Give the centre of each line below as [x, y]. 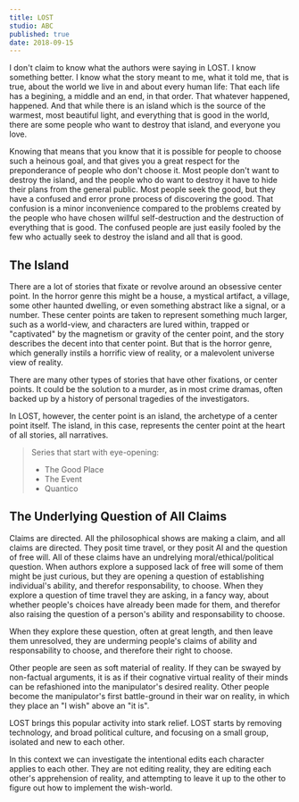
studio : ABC [31, 26]
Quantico [61, 489]
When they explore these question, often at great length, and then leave [141, 631]
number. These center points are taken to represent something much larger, [149, 315]
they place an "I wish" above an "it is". [79, 706]
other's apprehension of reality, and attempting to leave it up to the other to [148, 778]
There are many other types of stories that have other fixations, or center [144, 380]
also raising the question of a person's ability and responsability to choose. [147, 614]
